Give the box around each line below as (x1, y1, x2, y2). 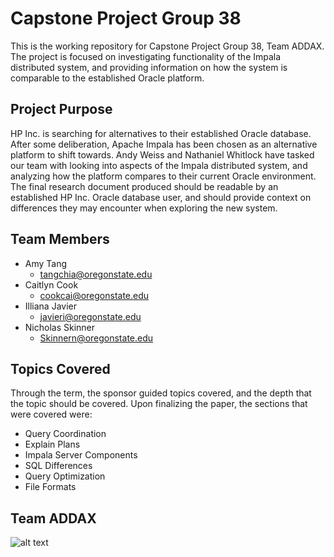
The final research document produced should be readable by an (10, 180, 279, 192)
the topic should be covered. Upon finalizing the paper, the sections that (10, 398, 308, 410)
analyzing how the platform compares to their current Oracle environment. (10, 170, 317, 182)
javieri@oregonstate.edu (39, 310, 142, 322)
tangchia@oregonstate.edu (39, 268, 153, 280)
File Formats (24, 481, 77, 493)
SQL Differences (24, 460, 93, 472)
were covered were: (10, 408, 93, 421)
